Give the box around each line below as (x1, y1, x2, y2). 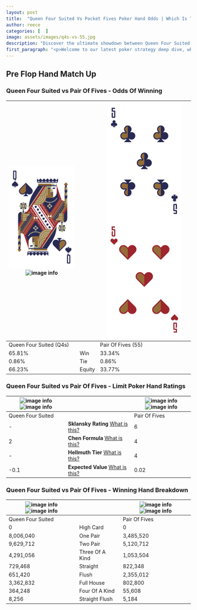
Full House (79, 579, 105, 586)
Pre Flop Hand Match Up (6, 69, 97, 79)
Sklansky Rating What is (68, 420, 128, 427)
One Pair (79, 532, 100, 539)
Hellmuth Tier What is (68, 449, 122, 456)
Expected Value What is (68, 463, 127, 470)
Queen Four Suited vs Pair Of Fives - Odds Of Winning (6, 87, 162, 95)
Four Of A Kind (79, 588, 115, 595)
